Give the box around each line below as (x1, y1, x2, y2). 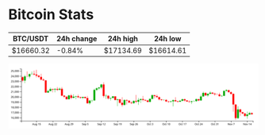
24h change (56, 34, 98, 44)
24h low (153, 34, 182, 44)
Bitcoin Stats (8, 6, 94, 24)
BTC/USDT (13, 34, 49, 44)
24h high (107, 34, 139, 44)
